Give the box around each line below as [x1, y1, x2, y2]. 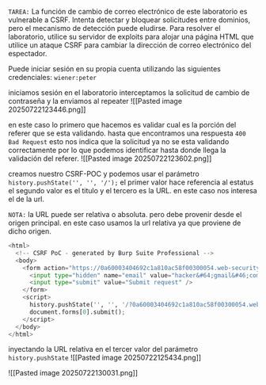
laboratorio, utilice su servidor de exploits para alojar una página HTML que [8, 32, 254, 41]
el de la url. [8, 194, 45, 204]
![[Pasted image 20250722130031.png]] [8, 368, 139, 378]
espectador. [8, 49, 47, 58]
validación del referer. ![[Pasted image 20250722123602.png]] [8, 154, 212, 163]
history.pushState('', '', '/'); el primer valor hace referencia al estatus [8, 177, 254, 187]
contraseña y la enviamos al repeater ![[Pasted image [8, 97, 183, 105]
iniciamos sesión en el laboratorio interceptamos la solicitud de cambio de [8, 88, 250, 97]
